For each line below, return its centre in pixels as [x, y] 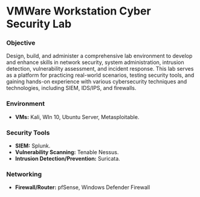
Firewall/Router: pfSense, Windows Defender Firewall [82, 187]
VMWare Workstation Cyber [79, 11]
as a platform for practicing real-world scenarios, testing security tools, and [100, 75]
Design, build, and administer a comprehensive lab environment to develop [99, 56]
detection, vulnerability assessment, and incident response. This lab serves [100, 69]
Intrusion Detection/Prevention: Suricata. [68, 159]
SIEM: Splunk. [33, 146]
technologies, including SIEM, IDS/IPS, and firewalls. [71, 88]
